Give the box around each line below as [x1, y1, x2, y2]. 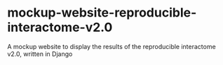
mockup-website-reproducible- [7, 5, 197, 21]
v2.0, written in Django [7, 50, 73, 58]
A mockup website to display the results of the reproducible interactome [7, 42, 216, 50]
